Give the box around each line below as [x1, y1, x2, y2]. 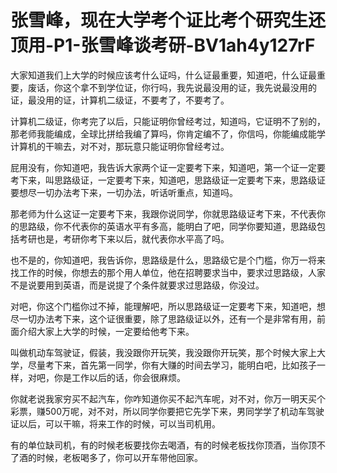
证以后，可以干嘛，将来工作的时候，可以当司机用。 [10, 417, 221, 430]
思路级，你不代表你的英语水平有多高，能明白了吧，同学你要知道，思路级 [18, 220, 317, 232]
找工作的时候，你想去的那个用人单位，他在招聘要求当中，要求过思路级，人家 [10, 266, 326, 278]
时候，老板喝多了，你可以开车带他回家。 [36, 451, 203, 463]
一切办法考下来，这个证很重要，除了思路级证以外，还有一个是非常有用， [18, 312, 317, 325]
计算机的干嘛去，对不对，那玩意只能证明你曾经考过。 [10, 140, 230, 152]
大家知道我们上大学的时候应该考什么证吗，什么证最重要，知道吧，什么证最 [10, 69, 317, 81]
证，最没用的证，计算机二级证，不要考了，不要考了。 [10, 94, 230, 106]
